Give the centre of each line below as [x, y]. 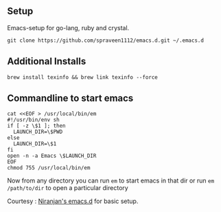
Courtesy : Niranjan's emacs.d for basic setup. [73, 201]
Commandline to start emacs [70, 98]
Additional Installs [47, 61]
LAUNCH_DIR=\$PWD [38, 132]
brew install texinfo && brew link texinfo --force [82, 77]
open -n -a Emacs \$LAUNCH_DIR [52, 156]
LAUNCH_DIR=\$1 [35, 144]
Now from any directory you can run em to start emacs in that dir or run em [111, 180]
